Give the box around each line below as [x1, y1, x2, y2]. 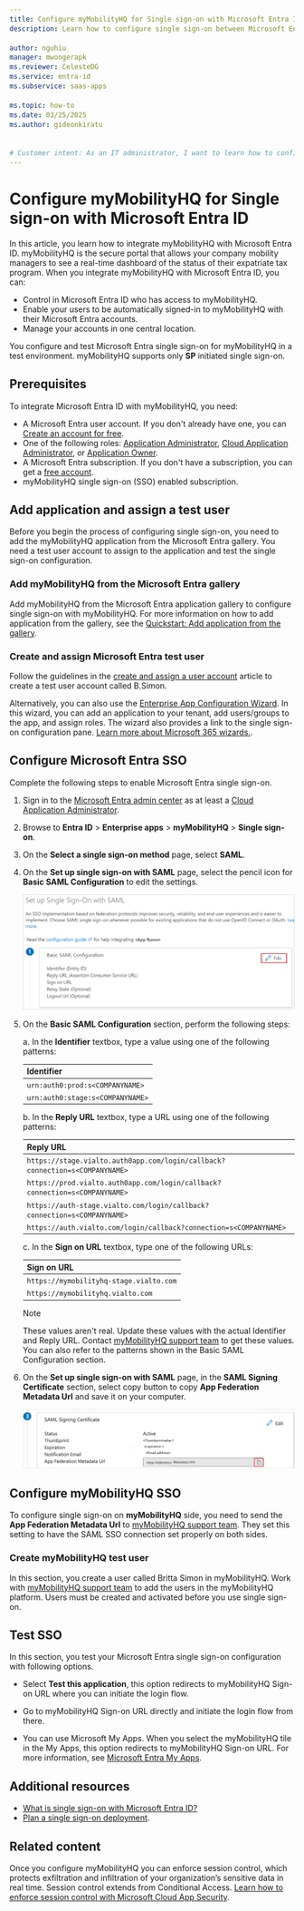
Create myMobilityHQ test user [9, 1552, 149, 1565]
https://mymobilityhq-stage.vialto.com [26, 1277, 177, 1286]
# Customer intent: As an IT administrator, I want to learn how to [9, 149, 273, 158]
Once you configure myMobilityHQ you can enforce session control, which [9, 1863, 288, 1874]
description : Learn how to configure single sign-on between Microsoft [9, 24, 285, 34]
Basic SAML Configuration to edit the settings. [22, 876, 199, 887]
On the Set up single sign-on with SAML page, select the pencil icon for [22, 866, 293, 877]
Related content [9, 1838, 101, 1854]
